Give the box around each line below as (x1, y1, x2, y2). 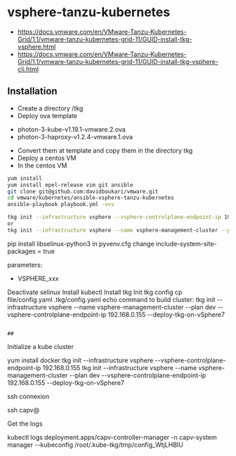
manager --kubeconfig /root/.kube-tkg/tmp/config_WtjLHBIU (7, 441, 184, 449)
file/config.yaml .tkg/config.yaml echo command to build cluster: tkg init (7, 295, 216, 303)
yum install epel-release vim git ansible (7, 181, 133, 189)
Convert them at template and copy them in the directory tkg (17, 146, 193, 155)
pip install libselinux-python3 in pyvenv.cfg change (7, 239, 155, 248)
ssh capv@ (7, 405, 40, 414)
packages (7, 247, 37, 255)
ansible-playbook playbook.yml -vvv (7, 201, 114, 208)
